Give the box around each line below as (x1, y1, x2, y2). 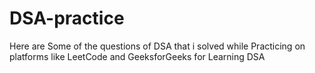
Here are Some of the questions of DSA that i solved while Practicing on (9, 40, 306, 52)
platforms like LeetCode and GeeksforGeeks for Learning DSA (9, 50, 266, 62)
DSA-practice (9, 7, 125, 30)
